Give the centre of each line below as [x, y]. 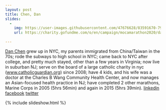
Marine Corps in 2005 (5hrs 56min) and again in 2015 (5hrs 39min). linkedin [82, 88]
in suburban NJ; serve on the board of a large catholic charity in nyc [75, 67]
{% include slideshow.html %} [36, 103]
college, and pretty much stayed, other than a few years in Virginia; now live [82, 62]
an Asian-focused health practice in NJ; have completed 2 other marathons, [83, 82]
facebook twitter [22, 93]
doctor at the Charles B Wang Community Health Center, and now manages [82, 77]
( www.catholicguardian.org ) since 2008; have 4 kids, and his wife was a [79, 72]
